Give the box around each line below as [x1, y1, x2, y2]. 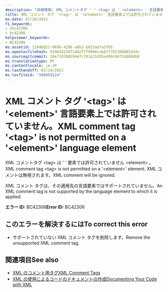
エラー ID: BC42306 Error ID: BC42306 [5, 204, 85, 210]
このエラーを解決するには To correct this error [5, 220, 148, 228]
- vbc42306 [5, 26, 28, 31]
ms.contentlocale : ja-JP [5, 63, 57, 68]
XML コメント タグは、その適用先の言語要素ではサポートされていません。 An [5, 182, 163, 188]
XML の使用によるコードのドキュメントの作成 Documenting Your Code [12, 276, 157, 282]
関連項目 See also [5, 256, 59, 264]
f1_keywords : [5, 21, 32, 27]
